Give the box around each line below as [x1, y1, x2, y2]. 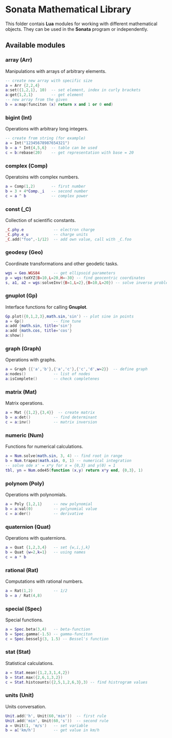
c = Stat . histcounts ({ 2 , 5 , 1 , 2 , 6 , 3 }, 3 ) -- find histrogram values [5, 679, 148, 685]
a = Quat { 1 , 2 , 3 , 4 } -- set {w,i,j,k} [5, 545, 91, 550]
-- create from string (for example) [5, 136, 86, 141]
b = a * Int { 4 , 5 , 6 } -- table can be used [5, 145, 97, 150]
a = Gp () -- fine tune [5, 319, 81, 324]
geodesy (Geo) [5, 249, 44, 256]
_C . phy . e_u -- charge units [5, 232, 88, 237]
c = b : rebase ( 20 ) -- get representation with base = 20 [5, 150, 134, 155]
